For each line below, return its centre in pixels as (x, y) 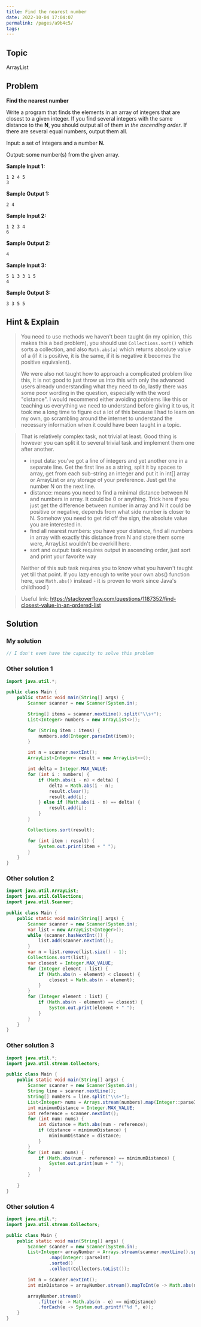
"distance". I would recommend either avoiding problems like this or (104, 399)
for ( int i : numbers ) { (59, 775)
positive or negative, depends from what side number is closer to (110, 511)
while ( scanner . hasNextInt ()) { (68, 935)
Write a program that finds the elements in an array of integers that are (93, 112)
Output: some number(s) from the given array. (63, 154)
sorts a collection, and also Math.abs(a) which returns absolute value (106, 349)
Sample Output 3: (28, 292)
